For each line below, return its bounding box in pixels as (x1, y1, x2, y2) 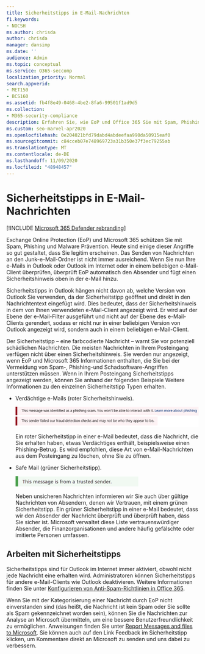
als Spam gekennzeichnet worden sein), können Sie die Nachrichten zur (6, 610, 188, 617)
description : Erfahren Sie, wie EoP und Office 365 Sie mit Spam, (6, 119, 179, 125)
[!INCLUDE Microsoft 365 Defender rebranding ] (6, 224, 126, 232)
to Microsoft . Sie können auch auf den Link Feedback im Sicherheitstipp (6, 628, 187, 636)
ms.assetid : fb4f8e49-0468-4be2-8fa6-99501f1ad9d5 (6, 100, 138, 106)
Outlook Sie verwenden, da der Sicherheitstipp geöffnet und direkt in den (6, 293, 190, 300)
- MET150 (6, 87, 29, 93)
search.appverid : (6, 80, 51, 87)
